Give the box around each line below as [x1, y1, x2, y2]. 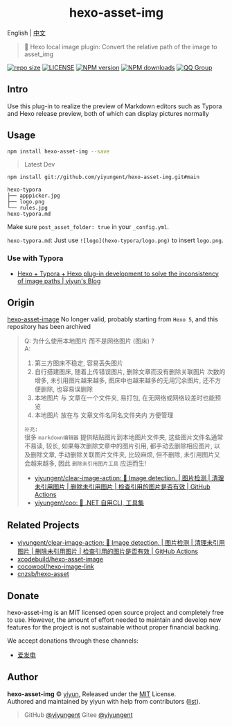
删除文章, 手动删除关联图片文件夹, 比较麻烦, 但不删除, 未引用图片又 [30, 450, 220, 459]
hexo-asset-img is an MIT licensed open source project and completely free [7, 609, 224, 617]
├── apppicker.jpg [7, 192, 60, 199]
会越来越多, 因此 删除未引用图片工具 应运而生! [24, 459, 147, 468]
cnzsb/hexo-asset [17, 570, 69, 578]
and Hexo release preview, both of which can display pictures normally [7, 109, 209, 117]
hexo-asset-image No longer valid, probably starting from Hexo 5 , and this [7, 315, 218, 323]
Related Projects [7, 519, 80, 531]
